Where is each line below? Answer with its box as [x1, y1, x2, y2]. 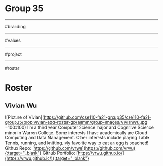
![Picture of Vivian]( [5, 114, 44, 120]
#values [5, 37, 21, 43]
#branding [5, 23, 26, 29]
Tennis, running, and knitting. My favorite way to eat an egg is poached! [5, 140, 148, 146]
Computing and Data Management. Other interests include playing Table [5, 135, 149, 140]
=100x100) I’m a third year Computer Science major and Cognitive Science [5, 124, 154, 130]
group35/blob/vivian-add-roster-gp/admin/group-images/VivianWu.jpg [5, 119, 147, 125]
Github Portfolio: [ [42, 150, 78, 156]
